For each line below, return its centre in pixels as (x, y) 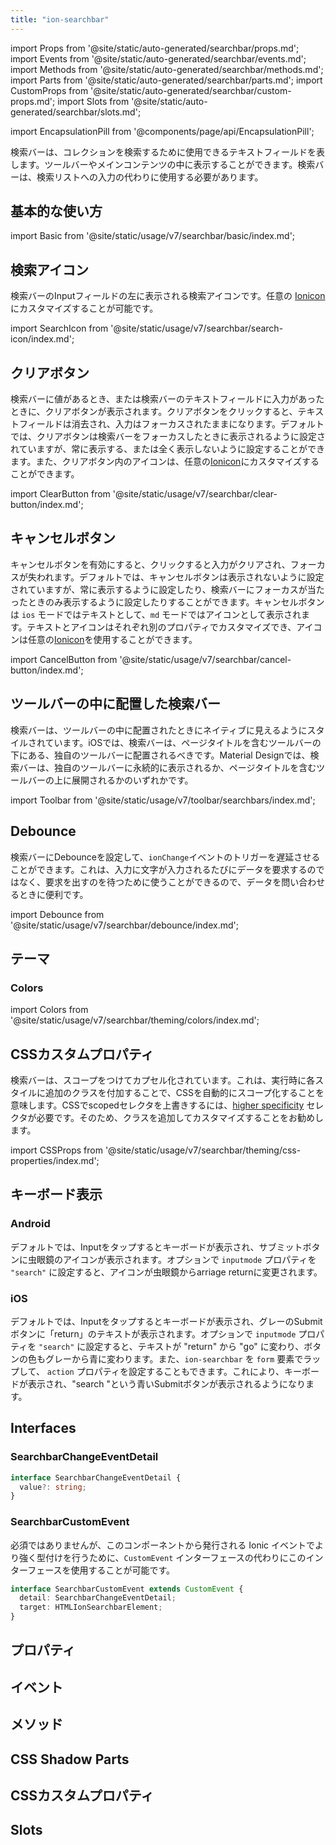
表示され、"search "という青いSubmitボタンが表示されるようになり (167, 1383)
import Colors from (49, 1010)
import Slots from (93, 101)
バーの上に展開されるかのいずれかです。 (110, 780)
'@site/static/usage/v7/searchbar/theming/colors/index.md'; (135, 1020)
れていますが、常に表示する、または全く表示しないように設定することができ (168, 449)
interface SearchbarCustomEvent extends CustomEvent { (127, 1589)
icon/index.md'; (42, 339)
